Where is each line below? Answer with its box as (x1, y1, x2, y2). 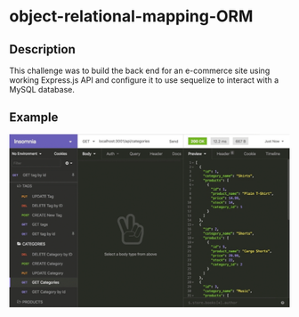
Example (9, 110, 59, 126)
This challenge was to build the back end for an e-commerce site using (9, 65, 271, 76)
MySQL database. (9, 85, 76, 94)
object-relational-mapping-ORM (9, 6, 254, 27)
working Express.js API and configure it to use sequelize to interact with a (9, 75, 279, 85)
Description (9, 42, 76, 57)
